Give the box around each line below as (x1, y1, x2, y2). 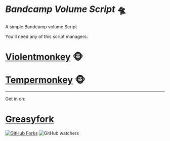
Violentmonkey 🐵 (5, 51, 83, 63)
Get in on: (5, 96, 26, 102)
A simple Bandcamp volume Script (5, 23, 77, 30)
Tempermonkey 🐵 (5, 74, 86, 86)
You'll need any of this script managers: (5, 33, 88, 39)
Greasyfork (5, 114, 54, 125)
